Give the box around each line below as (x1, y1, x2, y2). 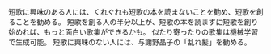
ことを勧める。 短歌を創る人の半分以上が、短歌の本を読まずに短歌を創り (15, 17, 259, 27)
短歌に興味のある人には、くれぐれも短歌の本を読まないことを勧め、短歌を (8, 7, 256, 16)
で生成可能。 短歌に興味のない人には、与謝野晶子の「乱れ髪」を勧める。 (8, 37, 252, 47)
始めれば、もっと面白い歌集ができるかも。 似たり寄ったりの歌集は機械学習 (8, 27, 259, 36)
